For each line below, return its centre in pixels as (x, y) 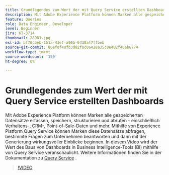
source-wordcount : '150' (31, 57)
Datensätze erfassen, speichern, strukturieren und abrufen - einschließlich (82, 121)
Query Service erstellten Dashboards (84, 101)
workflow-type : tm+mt (28, 52)
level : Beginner (22, 29)
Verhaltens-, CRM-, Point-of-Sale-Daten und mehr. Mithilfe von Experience (83, 126)
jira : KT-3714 (20, 33)
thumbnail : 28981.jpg (28, 38)
